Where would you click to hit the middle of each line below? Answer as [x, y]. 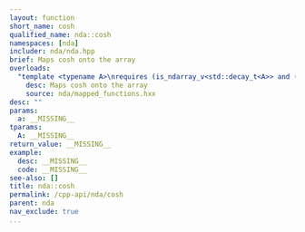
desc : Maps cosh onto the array [87, 85]
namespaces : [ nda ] [44, 43]
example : [26, 152]
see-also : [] [34, 178]
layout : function [42, 18]
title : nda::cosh [42, 187]
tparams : [26, 128]
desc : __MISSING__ [53, 161]
